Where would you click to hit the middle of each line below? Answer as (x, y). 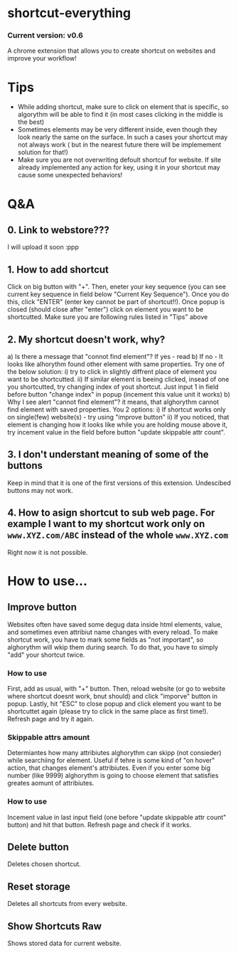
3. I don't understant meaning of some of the (108, 455)
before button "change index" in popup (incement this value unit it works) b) (119, 395)
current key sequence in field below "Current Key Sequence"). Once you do (118, 294)
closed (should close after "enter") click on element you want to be (106, 309)
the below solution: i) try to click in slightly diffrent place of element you (112, 372)
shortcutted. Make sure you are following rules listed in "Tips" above (108, 317)
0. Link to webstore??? (59, 230)
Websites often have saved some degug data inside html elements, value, (115, 624)
